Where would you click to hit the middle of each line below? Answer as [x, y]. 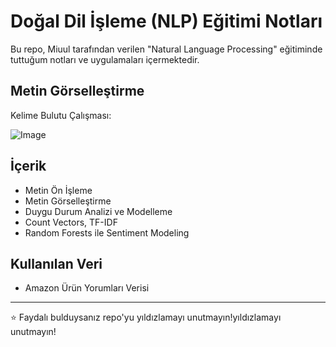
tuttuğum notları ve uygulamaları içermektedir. [105, 59]
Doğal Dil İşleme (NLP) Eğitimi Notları [166, 21]
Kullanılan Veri [56, 263]
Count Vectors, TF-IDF [71, 222]
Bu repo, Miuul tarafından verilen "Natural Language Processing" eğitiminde [166, 49]
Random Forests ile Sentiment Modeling [107, 232]
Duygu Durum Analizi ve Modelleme [98, 211]
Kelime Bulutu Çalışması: [61, 115]
